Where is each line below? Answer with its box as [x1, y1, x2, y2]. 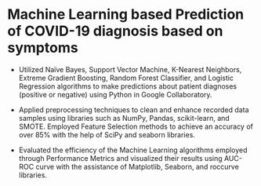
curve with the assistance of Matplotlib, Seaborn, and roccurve [35, 162, 240, 171]
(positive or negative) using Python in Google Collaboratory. [18, 89, 212, 99]
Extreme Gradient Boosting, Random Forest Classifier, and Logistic [18, 73, 234, 82]
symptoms [7, 39, 79, 57]
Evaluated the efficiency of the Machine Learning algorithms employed [18, 145, 248, 155]
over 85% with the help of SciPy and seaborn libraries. [18, 129, 195, 139]
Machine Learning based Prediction [7, 5, 245, 24]
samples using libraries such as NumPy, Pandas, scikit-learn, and [18, 113, 230, 122]
